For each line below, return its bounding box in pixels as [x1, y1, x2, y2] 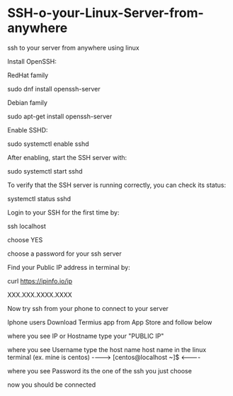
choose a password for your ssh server [7, 249, 122, 258]
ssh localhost [7, 222, 46, 230]
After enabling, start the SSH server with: [7, 153, 127, 162]
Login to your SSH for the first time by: [7, 208, 120, 217]
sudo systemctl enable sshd [7, 140, 89, 148]
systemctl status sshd [7, 194, 72, 203]
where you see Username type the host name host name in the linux [7, 345, 207, 353]
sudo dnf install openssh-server [7, 84, 101, 93]
